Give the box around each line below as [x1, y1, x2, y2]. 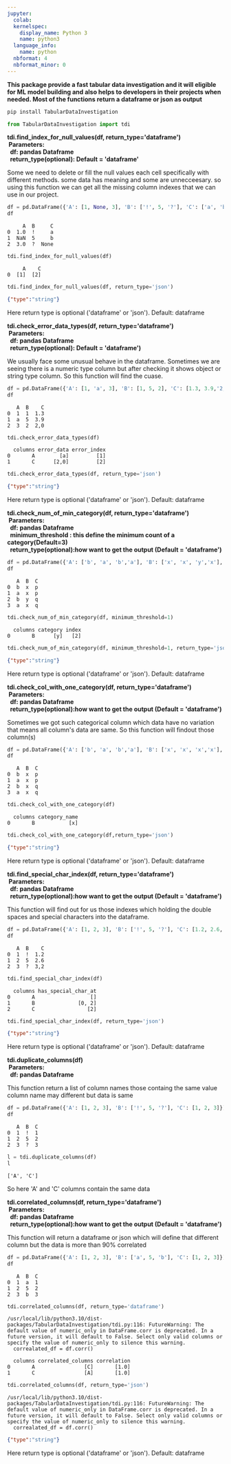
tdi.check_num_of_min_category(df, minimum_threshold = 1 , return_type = [7, 644, 214, 652]
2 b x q [7, 783, 38, 790]
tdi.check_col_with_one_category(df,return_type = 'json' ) [7, 832, 174, 839]
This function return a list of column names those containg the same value [7, 1084, 218, 1092]
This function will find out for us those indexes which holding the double [7, 905, 212, 914]
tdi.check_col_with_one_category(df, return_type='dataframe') [7, 683, 192, 691]
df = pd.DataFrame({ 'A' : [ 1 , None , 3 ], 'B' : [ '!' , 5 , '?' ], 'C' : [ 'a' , [7, 204, 217, 211]
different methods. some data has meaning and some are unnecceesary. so [7, 176, 221, 184]
